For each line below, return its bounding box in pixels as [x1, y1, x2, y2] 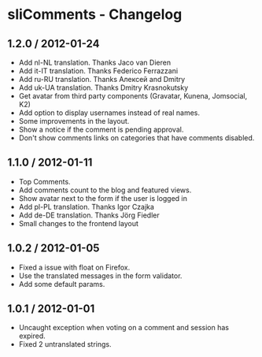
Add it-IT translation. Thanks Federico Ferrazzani [18, 66, 179, 76]
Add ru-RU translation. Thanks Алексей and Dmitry [18, 75, 186, 84]
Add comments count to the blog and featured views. [18, 185, 192, 195]
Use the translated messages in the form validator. [18, 270, 183, 281]
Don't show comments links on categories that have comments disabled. [18, 133, 255, 143]
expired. [18, 331, 46, 340]
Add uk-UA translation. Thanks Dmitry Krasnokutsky [18, 83, 189, 92]
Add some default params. [18, 279, 105, 288]
